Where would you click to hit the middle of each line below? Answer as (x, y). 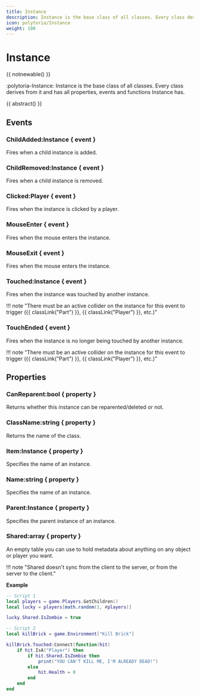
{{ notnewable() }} (28, 74)
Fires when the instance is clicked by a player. (62, 209)
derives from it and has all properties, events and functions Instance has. (96, 92)
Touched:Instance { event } (47, 281)
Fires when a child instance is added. (52, 152)
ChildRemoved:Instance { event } (55, 167)
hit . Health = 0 (57, 673)
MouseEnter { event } (38, 225)
